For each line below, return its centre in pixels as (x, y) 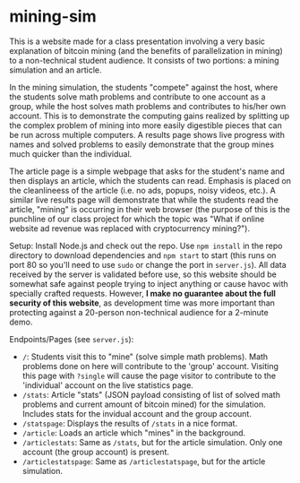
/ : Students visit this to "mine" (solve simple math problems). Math (145, 357)
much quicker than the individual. (71, 153)
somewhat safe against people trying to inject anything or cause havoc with (149, 283)
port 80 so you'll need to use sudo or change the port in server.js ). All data (148, 264)
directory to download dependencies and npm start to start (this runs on (143, 255)
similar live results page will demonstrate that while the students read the (144, 200)
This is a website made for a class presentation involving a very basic (137, 41)
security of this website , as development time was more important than (142, 303)
